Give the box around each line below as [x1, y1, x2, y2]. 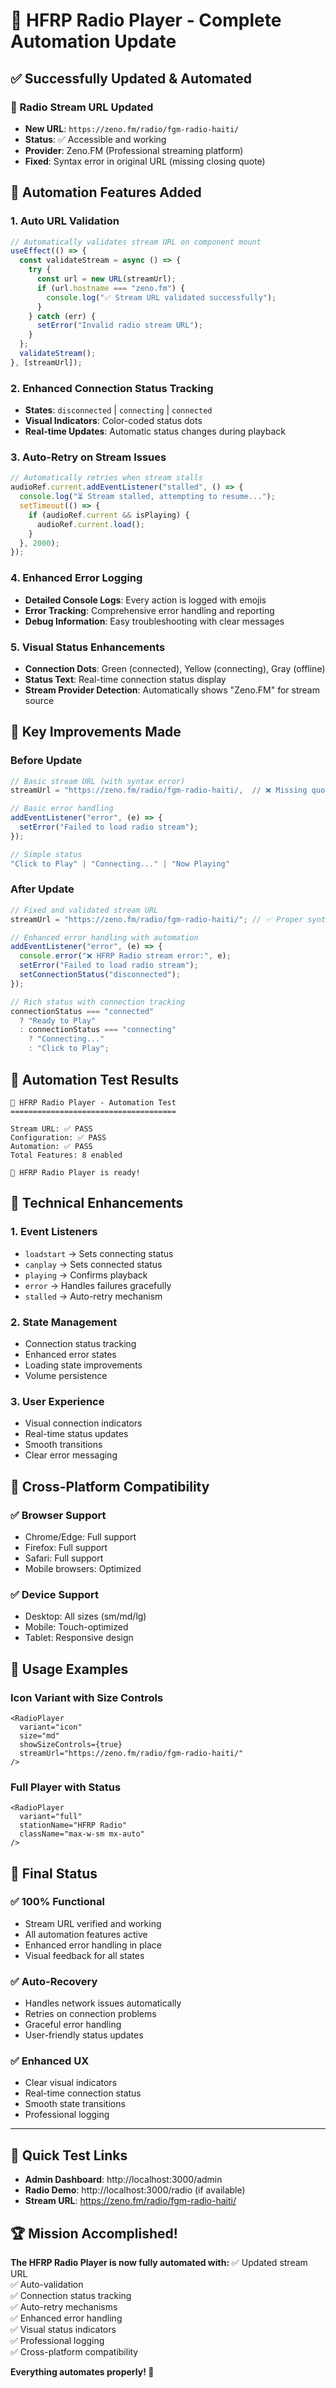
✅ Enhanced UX [10, 2054, 90, 2068]
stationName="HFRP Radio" [19, 1820, 128, 1831]
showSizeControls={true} [19, 1739, 123, 1749]
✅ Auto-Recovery [10, 1974, 98, 1988]
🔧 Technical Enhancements [10, 1195, 184, 1212]
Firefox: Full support [24, 1541, 108, 1553]
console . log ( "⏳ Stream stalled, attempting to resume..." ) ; [19, 492, 276, 502]
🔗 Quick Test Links [10, 2147, 128, 2164]
